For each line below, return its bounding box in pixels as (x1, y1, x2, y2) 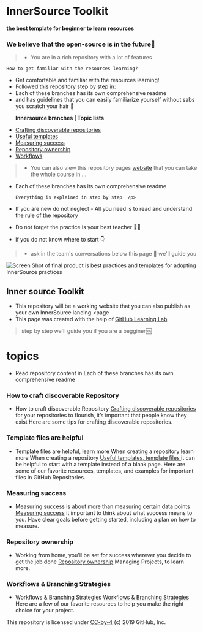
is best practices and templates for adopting (84, 262, 197, 269)
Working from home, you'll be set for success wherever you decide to (15, 552, 191, 559)
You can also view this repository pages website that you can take (30, 164, 197, 172)
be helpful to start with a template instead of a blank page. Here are (15, 460, 186, 468)
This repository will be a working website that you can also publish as (15, 302, 191, 310)
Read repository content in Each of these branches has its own (15, 369, 174, 376)
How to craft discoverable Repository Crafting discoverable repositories (15, 405, 196, 413)
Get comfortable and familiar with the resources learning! (15, 77, 160, 84)
